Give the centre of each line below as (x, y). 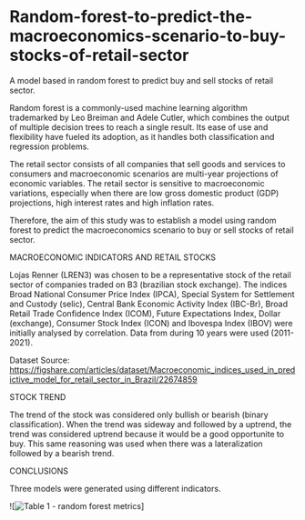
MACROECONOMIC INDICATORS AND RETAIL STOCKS (113, 257)
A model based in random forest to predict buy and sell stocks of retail (142, 80)
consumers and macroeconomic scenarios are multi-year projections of (144, 174)
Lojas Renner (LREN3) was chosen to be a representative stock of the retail (150, 275)
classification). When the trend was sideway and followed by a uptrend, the (151, 424)
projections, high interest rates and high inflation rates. (112, 203)
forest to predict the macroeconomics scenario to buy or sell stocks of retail (152, 230)
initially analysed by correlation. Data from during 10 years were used (139, 333)
